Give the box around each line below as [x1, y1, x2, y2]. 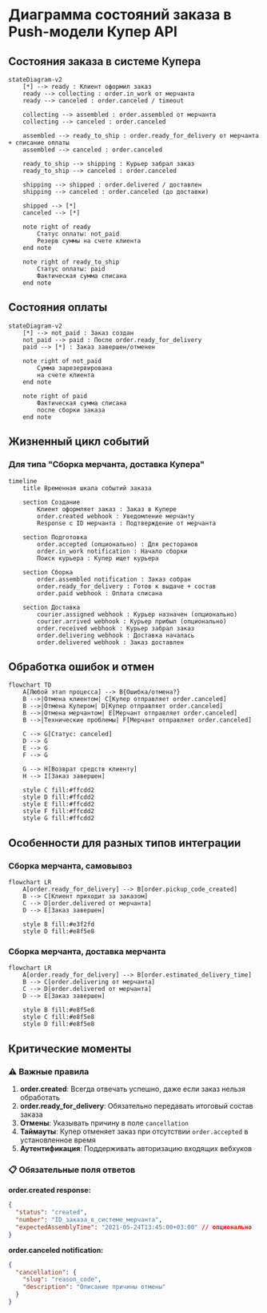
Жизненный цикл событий [8, 435, 149, 449]
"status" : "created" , [15, 1208, 88, 1217]
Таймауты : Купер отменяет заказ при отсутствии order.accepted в [19, 1126, 249, 1136]
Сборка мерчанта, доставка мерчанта [8, 945, 166, 957]
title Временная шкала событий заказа [22, 484, 152, 492]
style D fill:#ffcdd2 [22, 793, 94, 802]
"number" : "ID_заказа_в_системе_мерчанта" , [15, 1216, 162, 1224]
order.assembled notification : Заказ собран [37, 575, 192, 583]
